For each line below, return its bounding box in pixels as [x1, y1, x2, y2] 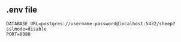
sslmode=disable [6, 26, 47, 32]
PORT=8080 [6, 31, 31, 37]
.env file [6, 5, 38, 15]
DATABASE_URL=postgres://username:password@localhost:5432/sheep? [6, 20, 176, 26]
